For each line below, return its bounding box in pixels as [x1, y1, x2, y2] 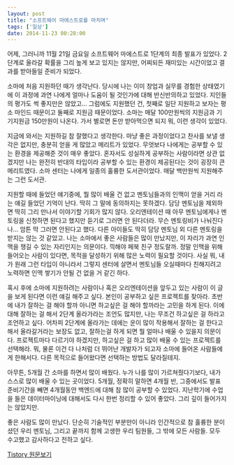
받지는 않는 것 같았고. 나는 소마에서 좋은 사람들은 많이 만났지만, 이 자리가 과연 [7, 234, 218, 242]
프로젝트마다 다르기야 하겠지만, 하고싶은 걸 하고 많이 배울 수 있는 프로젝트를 [16, 336, 221, 344]
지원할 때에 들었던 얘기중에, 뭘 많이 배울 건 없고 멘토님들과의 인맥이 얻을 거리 [7, 190, 216, 199]
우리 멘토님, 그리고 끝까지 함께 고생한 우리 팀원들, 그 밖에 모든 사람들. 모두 [20, 427, 221, 435]
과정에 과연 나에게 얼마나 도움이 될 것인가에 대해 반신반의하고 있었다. [22, 91, 208, 99]
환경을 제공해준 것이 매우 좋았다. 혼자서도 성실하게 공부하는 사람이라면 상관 [14, 149, 218, 158]
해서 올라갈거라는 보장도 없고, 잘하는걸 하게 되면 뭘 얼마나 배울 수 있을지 [7, 327, 203, 336]
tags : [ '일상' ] [7, 23, 49, 30]
